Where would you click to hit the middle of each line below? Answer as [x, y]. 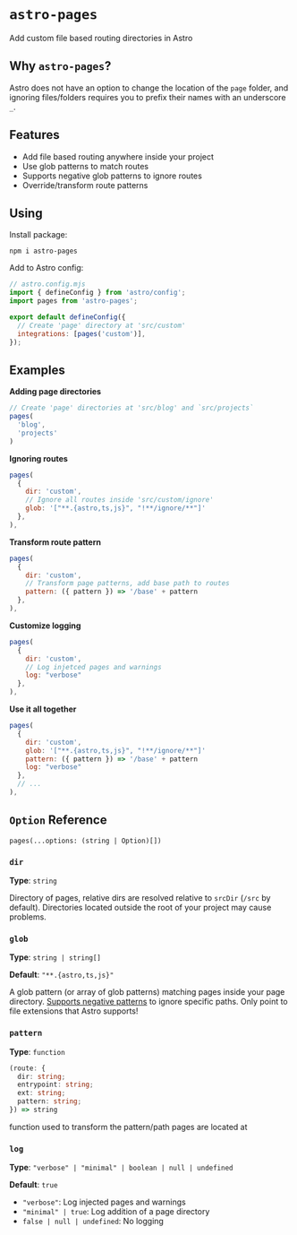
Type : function [37, 1051]
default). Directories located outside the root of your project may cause [140, 908]
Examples [37, 370]
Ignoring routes [39, 458]
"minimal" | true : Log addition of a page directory [116, 1212]
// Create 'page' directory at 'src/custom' [102, 325]
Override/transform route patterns [85, 185]
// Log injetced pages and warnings [94, 667]
